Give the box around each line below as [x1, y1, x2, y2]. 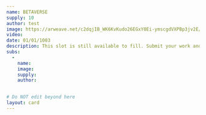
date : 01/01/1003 [6, 37, 51, 43]
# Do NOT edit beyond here [6, 94, 75, 100]
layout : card [6, 100, 40, 106]
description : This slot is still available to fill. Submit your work [6, 43, 191, 50]
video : [6, 32, 23, 38]
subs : [6, 49, 20, 55]
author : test [6, 20, 40, 26]
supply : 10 [6, 15, 34, 21]
